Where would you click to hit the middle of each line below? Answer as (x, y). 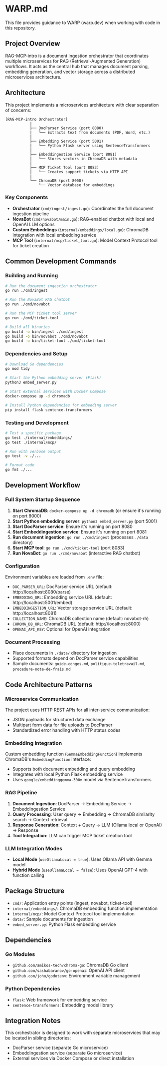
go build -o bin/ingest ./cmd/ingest (44, 332)
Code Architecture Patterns (49, 684)
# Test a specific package (33, 433)
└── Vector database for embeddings (77, 185)
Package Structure (35, 891)
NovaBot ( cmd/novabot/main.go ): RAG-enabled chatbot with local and (83, 219)
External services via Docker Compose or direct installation (73, 1058)
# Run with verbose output (33, 451)
